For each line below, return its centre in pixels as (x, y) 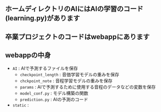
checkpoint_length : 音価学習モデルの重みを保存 (69, 74)
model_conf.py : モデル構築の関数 (54, 93)
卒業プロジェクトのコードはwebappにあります (77, 37)
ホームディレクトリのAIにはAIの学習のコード (74, 9)
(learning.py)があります (43, 18)
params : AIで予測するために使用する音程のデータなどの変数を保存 (88, 87)
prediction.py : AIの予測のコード (54, 99)
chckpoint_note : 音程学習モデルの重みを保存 (66, 81)
